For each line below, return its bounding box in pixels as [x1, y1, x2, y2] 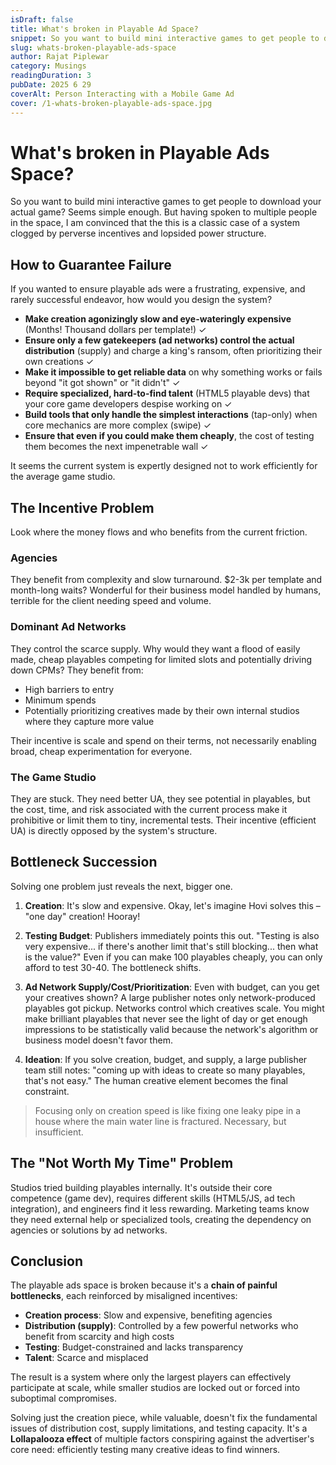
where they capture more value [24, 715, 155, 727]
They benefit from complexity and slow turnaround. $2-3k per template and [10, 574, 323, 586]
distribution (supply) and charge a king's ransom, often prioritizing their [24, 345, 323, 357]
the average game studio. [10, 471, 116, 483]
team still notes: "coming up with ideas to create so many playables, [24, 1064, 306, 1076]
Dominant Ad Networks [10, 620, 127, 634]
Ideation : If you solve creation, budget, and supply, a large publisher [24, 1053, 308, 1065]
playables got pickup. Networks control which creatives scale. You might [24, 1002, 325, 1014]
